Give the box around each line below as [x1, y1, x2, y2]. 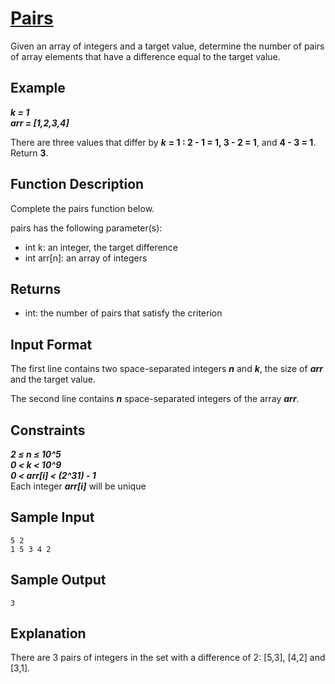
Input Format [10, 336, 93, 353]
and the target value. [10, 373, 96, 386]
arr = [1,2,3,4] [10, 117, 70, 129]
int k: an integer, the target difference [24, 241, 179, 253]
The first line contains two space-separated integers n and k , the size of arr [10, 363, 323, 375]
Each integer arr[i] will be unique [10, 480, 147, 492]
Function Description [10, 176, 145, 193]
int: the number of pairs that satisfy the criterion [24, 307, 223, 319]
